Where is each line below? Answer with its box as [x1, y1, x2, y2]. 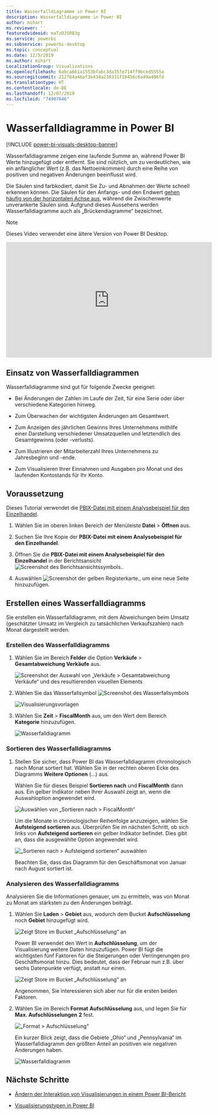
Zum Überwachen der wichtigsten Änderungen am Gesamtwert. [14, 413, 170, 420]
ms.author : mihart [6, 58, 51, 63]
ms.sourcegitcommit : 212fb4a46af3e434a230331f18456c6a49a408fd [6, 74, 165, 80]
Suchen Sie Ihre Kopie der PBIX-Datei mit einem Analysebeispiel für [14, 533, 182, 541]
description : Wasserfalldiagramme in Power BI [6, 14, 122, 20]
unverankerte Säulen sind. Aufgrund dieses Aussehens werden [6, 201, 159, 208]
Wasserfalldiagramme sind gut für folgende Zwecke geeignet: [6, 383, 156, 391]
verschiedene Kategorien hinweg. [14, 401, 97, 409]
